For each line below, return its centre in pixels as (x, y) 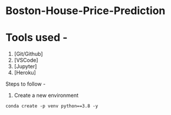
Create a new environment (46, 96)
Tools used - (37, 38)
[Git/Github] (28, 54)
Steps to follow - (26, 84)
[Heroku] (25, 73)
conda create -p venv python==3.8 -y (52, 106)
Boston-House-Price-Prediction (85, 11)
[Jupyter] (25, 66)
